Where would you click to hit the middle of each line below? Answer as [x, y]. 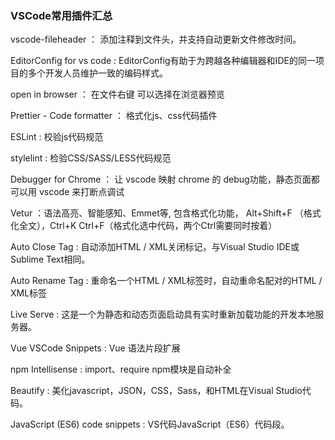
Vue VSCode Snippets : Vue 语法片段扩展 [95, 348]
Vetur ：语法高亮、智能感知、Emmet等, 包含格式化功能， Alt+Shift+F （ [157, 213]
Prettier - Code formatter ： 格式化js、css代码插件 [114, 116]
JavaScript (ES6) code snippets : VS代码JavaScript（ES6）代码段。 [150, 424]
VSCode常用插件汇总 [61, 15]
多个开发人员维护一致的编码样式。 [97, 73]
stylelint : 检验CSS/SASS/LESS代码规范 [91, 158]
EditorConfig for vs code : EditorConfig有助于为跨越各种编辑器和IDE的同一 [163, 61]
